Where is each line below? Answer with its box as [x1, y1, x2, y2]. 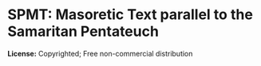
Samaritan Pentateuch [7, 22, 159, 41]
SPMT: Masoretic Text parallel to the [7, 6, 253, 24]
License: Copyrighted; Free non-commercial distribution [7, 49, 193, 58]
